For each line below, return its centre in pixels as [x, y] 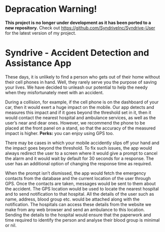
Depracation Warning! [51, 9]
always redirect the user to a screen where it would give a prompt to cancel [82, 153]
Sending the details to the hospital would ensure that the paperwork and [78, 215]
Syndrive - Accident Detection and [77, 53]
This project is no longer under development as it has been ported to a [78, 23]
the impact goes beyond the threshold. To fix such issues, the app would [79, 148]
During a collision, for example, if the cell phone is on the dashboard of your [82, 102]
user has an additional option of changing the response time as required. [79, 163]
